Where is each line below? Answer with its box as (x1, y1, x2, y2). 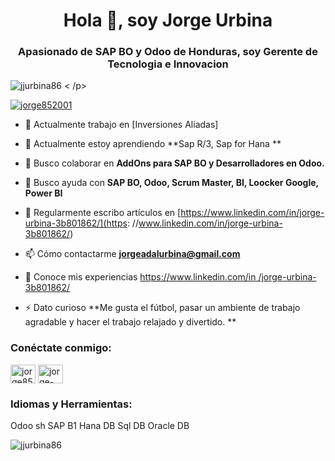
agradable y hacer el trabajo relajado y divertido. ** (24, 316, 237, 328)
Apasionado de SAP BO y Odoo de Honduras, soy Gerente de (18, 45, 318, 59)
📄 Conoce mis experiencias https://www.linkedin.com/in (24, 271, 257, 283)
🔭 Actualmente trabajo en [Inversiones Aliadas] (24, 119, 219, 131)
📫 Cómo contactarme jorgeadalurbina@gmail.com (24, 248, 241, 260)
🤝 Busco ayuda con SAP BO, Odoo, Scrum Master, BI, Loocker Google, (24, 177, 319, 189)
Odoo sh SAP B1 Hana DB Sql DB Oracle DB (10, 420, 190, 432)
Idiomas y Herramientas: (10, 397, 133, 411)
